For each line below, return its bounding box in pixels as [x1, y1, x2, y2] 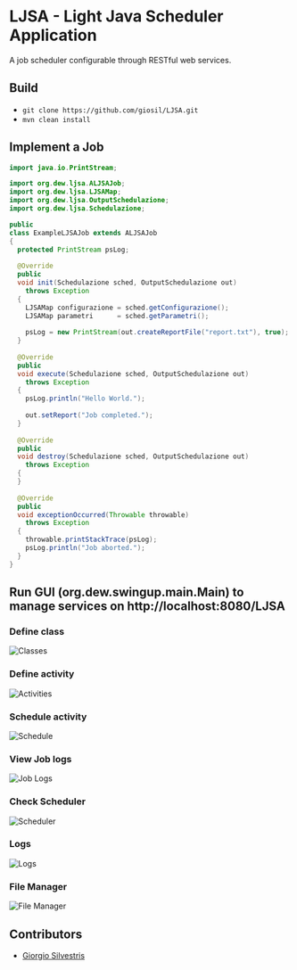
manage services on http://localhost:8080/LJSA [9, 599, 285, 614]
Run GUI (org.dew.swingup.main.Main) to [9, 585, 244, 600]
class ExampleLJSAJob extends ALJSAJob [9, 228, 158, 237]
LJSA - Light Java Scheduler [9, 6, 225, 27]
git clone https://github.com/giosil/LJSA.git [21, 105, 199, 115]
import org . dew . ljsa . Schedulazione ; [9, 204, 145, 213]
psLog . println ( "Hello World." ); [25, 394, 145, 403]
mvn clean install [21, 115, 91, 124]
